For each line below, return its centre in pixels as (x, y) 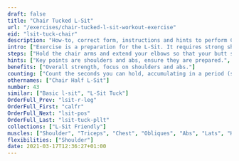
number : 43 (23, 87)
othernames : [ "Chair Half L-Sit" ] (59, 80)
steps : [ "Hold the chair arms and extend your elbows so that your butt (117, 54)
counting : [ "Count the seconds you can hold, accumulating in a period (116, 73)
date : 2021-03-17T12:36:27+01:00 (57, 147)
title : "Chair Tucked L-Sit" (51, 21)
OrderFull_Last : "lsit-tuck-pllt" (59, 120)
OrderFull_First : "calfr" (46, 107)
